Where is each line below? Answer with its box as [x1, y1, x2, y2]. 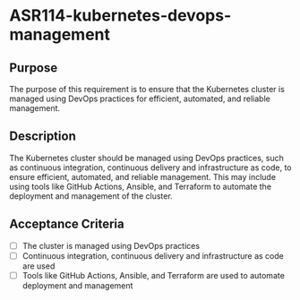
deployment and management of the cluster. [9, 190, 173, 201]
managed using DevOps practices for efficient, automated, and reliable [9, 93, 270, 104]
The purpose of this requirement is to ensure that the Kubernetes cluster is [9, 84, 285, 94]
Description [9, 129, 76, 144]
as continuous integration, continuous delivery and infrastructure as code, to [9, 162, 292, 173]
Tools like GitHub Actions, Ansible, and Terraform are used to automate [21, 270, 285, 280]
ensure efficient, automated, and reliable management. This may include [9, 171, 276, 182]
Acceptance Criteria [9, 217, 124, 232]
